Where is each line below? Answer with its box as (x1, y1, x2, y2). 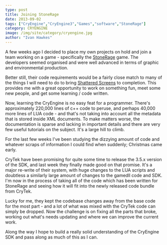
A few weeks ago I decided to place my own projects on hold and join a (5, 48, 152, 55)
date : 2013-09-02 (5, 16, 41, 21)
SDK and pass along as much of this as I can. (5, 234, 98, 240)
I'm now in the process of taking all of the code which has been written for (5, 178, 158, 184)
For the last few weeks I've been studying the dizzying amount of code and (5, 136, 160, 142)
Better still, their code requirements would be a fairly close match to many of (5, 74, 163, 80)
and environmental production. (5, 64, 68, 70)
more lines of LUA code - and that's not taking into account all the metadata (5, 110, 161, 116)
